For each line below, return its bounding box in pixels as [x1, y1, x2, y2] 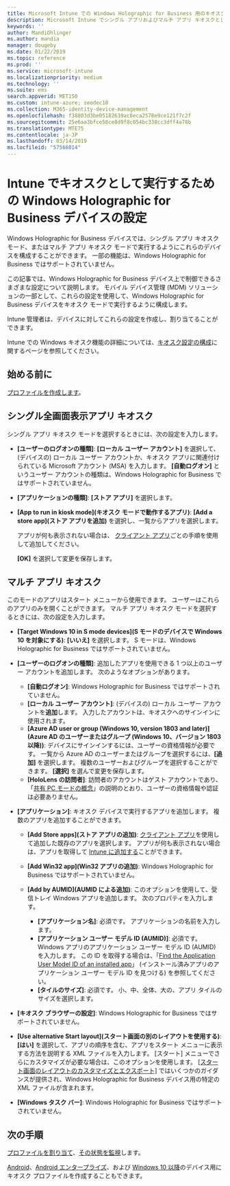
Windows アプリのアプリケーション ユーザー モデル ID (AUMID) [37, 943, 216, 951]
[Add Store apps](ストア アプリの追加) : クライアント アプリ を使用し [27, 830, 220, 839]
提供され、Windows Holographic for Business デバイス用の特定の [35, 1075, 220, 1084]
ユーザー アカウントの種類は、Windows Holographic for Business [29, 470, 214, 478]
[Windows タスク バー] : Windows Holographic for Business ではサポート [16, 1098, 222, 1106]
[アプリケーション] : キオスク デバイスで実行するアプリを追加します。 [16, 808, 212, 816]
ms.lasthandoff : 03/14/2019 [7, 138, 88, 145]
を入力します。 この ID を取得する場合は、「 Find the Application [37, 952, 216, 960]
